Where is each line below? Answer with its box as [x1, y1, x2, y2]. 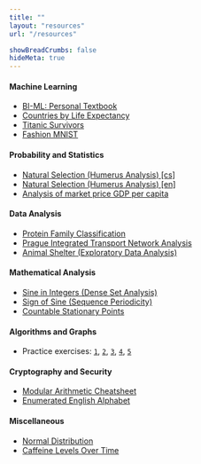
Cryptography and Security [9, 366, 112, 377]
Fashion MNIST [21, 130, 79, 140]
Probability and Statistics [9, 149, 104, 160]
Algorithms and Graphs [9, 326, 97, 337]
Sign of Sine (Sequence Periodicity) [21, 296, 153, 307]
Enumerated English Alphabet [21, 396, 131, 406]
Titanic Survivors [21, 120, 84, 130]
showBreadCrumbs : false [9, 45, 97, 54]
